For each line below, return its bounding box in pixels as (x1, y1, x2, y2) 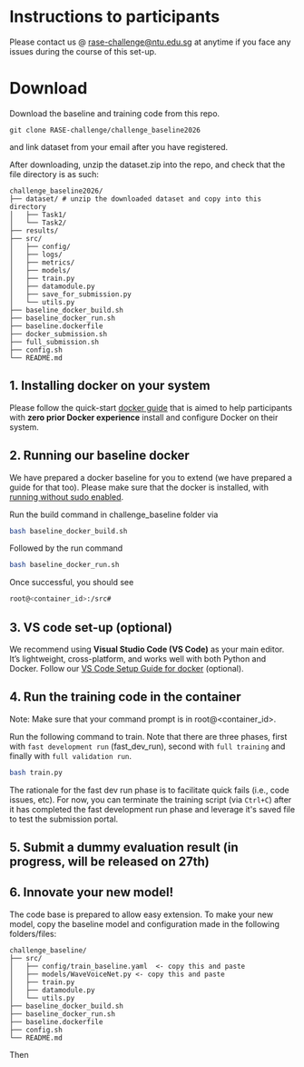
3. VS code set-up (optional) (9, 620, 172, 635)
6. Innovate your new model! (9, 884, 174, 901)
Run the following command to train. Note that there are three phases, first (9, 731, 288, 742)
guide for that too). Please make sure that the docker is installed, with (9, 482, 270, 493)
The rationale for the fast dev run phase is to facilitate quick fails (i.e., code (9, 784, 289, 795)
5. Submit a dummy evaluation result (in (9, 840, 239, 855)
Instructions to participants (9, 6, 221, 27)
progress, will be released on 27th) (9, 854, 211, 870)
